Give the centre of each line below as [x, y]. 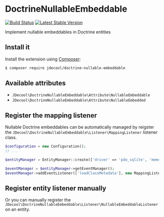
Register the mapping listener [51, 115]
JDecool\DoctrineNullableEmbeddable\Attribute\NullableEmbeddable [81, 95]
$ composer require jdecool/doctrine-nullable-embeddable [65, 68]
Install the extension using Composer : [43, 59]
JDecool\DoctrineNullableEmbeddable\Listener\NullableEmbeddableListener [82, 205]
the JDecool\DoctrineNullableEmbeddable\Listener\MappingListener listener [81, 132]
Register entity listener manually [56, 188]
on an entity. [18, 209]
